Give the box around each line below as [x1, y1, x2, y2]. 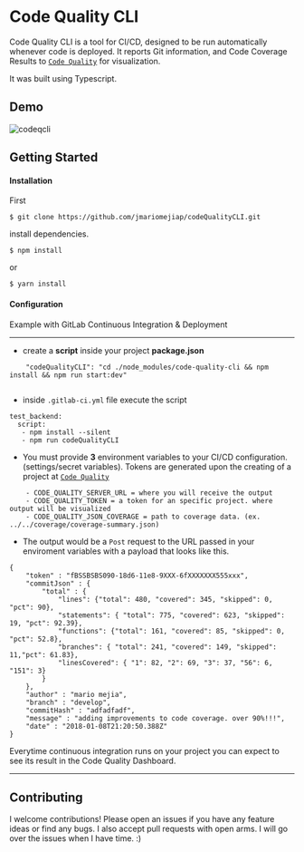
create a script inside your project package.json [22, 344, 204, 355]
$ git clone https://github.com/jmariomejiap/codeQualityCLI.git [9, 213, 261, 222]
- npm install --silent [21, 428, 111, 437]
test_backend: [9, 411, 63, 421]
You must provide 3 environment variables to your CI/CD [22, 451, 233, 462]
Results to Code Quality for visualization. [9, 55, 161, 66]
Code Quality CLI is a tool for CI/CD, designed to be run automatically [9, 36, 268, 47]
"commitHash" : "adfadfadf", [25, 705, 136, 715]
